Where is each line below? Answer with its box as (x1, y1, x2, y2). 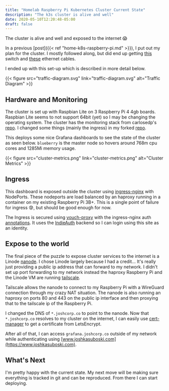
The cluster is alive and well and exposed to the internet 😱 (5, 35, 128, 41)
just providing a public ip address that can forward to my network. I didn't (5, 263, 158, 270)
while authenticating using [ (5, 336, 63, 342)
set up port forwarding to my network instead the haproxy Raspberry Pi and (5, 269, 162, 275)
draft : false (5, 21, 33, 27)
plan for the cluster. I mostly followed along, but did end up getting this (5, 50, 152, 57)
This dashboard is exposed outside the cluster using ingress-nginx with (5, 188, 154, 194)
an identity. (5, 225, 29, 231)
